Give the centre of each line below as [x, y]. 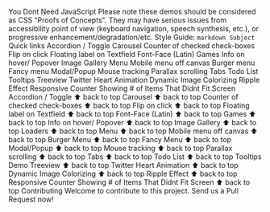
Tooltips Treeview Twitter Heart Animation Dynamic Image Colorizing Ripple [134, 80]
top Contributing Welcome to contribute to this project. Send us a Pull [124, 191]
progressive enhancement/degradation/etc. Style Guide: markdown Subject [132, 37]
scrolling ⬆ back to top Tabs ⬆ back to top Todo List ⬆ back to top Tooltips [135, 157]
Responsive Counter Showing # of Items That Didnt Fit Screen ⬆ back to [129, 182]
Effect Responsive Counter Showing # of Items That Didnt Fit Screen [122, 88]
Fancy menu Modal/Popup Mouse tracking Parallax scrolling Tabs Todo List [133, 71]
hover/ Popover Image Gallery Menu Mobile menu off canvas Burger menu [132, 63]
